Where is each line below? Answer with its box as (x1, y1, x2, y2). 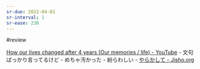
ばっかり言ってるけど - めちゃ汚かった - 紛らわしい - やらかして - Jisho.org (6, 56, 195, 64)
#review (6, 37, 27, 44)
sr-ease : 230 (6, 20, 39, 26)
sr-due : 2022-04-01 (6, 8, 56, 15)
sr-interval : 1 (6, 14, 45, 20)
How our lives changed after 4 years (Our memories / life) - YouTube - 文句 (6, 49, 194, 56)
